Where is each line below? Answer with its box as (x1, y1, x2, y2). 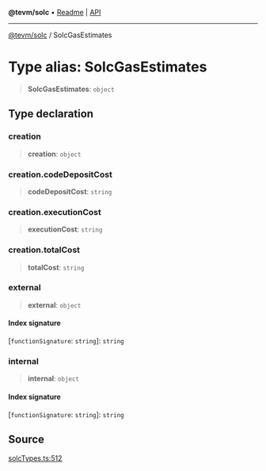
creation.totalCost (8, 244, 81, 255)
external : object (27, 300, 82, 309)
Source (8, 432, 45, 446)
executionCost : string (27, 224, 103, 234)
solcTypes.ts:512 (8, 454, 63, 463)
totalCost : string (27, 262, 85, 272)
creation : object (27, 149, 82, 159)
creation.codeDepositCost (8, 169, 112, 180)
